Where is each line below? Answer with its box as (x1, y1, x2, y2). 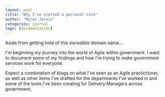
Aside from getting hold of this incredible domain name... (5, 40, 123, 46)
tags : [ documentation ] (5, 26, 53, 31)
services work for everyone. (5, 60, 64, 66)
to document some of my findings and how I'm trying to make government (5, 55, 159, 61)
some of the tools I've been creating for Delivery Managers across (5, 81, 142, 87)
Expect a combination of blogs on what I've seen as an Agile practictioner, (5, 70, 159, 76)
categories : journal (5, 21, 49, 27)
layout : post (5, 7, 33, 13)
